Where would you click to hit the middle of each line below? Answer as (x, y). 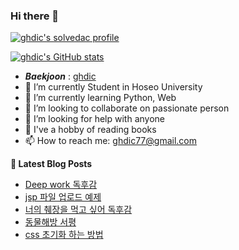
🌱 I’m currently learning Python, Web (100, 98)
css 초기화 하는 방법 (64, 235)
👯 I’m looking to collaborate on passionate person (127, 108)
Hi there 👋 (35, 16)
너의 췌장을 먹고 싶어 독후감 (78, 210)
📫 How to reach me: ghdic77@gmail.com (110, 141)
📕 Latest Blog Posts (51, 164)
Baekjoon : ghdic (60, 76)
